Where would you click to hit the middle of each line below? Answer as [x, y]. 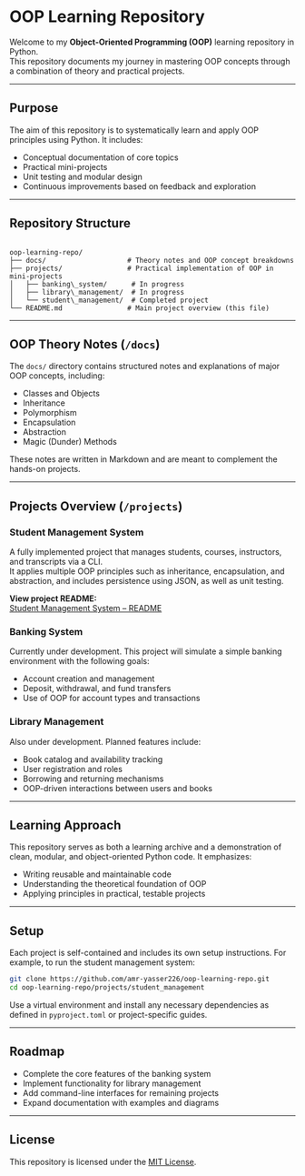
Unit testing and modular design [83, 176]
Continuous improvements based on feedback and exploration [139, 186]
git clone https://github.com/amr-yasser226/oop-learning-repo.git [140, 980]
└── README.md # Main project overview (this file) [140, 308]
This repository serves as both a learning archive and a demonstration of [146, 847]
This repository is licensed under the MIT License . [103, 1161]
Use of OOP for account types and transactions [111, 699]
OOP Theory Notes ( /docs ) [85, 344]
